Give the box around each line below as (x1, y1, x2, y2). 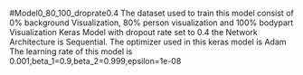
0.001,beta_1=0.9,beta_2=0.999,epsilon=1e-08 (9, 56, 182, 66)
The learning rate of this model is (9, 46, 133, 57)
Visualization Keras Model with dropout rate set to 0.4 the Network (9, 27, 258, 37)
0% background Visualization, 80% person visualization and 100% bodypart (9, 17, 294, 28)
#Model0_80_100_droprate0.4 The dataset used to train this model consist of (9, 8, 294, 18)
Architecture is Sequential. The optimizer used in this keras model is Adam (9, 36, 287, 47)
